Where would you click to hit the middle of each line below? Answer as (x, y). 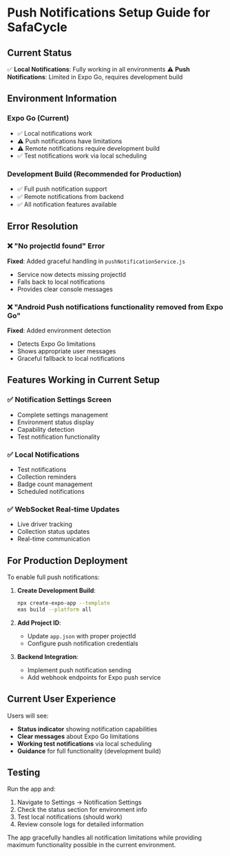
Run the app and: (32, 789)
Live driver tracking (44, 524)
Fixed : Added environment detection (59, 330)
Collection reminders (47, 477)
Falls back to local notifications (61, 282)
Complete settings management (62, 415)
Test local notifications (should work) (70, 817)
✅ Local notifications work (55, 133)
